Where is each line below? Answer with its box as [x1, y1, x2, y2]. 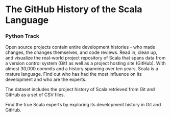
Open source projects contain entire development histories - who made [5, 44, 156, 50]
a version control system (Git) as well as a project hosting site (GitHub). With [5, 60, 166, 67]
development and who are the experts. [5, 76, 87, 82]
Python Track [5, 33, 40, 40]
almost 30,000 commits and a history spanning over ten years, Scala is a [5, 66, 158, 72]
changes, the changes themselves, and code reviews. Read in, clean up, [5, 49, 157, 55]
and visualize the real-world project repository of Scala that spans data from [5, 55, 166, 61]
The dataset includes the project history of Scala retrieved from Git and [5, 86, 155, 93]
